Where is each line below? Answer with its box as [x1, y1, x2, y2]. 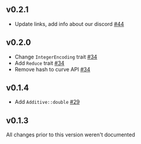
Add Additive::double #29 [14, 99, 80, 106]
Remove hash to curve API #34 [14, 66, 90, 73]
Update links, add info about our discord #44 [14, 20, 124, 27]
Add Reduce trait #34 [14, 59, 65, 67]
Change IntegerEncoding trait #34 [14, 53, 97, 60]
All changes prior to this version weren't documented [6, 131, 136, 138]
